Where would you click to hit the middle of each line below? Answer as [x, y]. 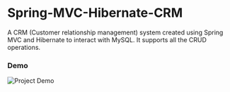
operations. [24, 47]
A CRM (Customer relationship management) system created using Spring [115, 32]
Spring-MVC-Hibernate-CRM [95, 13]
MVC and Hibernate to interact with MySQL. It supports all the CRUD [107, 39]
